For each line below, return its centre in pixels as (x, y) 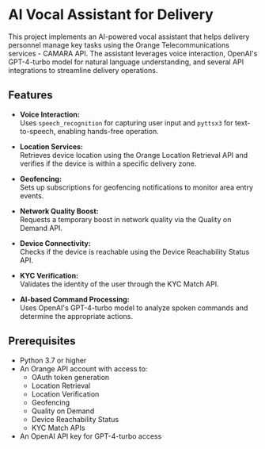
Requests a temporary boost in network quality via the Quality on (125, 219)
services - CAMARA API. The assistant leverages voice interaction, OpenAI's (133, 53)
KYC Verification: (49, 275)
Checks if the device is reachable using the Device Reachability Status (134, 251)
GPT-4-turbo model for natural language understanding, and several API (126, 62)
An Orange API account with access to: (83, 368)
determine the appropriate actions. (76, 316)
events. (32, 195)
